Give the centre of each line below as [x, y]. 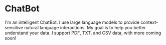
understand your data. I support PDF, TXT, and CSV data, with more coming [83, 33]
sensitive [14, 27]
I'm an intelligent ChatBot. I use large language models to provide [72, 22]
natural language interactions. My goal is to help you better [85, 27]
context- [149, 22]
